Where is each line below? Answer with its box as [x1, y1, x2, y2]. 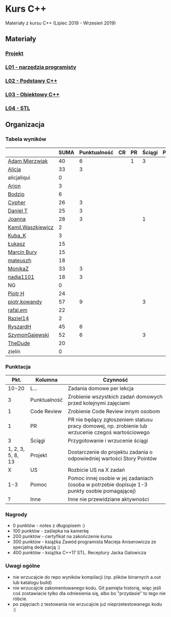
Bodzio [8, 191, 25, 198]
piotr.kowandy [8, 298, 42, 305]
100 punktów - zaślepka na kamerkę [12, 528, 89, 534]
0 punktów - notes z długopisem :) [12, 523, 85, 529]
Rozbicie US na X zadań [68, 466, 125, 473]
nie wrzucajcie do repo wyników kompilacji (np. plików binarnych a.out [12, 574, 161, 580]
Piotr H [8, 290, 24, 297]
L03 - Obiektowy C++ [5, 91, 60, 98]
